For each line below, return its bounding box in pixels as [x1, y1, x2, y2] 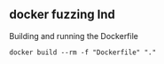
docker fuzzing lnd [9, 7, 115, 22]
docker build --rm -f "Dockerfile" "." [9, 48, 157, 57]
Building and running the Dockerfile [9, 30, 139, 41]
